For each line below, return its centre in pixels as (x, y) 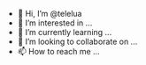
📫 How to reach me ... (58, 51)
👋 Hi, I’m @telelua (50, 14)
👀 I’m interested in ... (55, 23)
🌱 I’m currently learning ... (65, 32)
